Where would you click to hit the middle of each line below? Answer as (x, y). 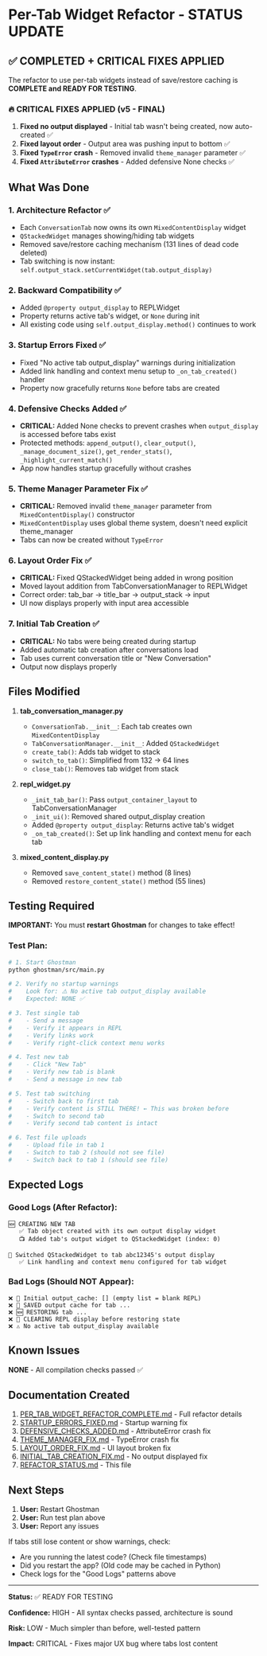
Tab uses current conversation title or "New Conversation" (116, 658)
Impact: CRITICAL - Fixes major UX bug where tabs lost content (113, 1644)
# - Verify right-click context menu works (87, 1043)
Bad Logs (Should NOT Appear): (71, 1282)
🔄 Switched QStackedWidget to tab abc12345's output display (112, 1255)
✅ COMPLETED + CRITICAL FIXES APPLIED (116, 61)
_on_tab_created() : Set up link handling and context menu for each (141, 833)
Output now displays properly (68, 666)
